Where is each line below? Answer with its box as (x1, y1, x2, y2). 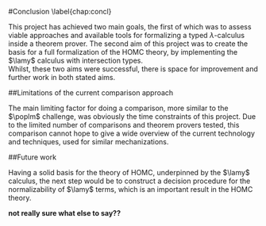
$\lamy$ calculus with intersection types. (8, 56, 143, 65)
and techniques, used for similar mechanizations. (8, 137, 169, 146)
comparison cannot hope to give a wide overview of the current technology (8, 128, 256, 138)
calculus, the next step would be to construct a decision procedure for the (8, 176, 251, 186)
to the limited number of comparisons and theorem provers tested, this (8, 121, 240, 129)
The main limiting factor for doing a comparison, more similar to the (8, 103, 229, 113)
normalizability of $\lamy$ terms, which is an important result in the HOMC (8, 185, 253, 193)
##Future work (8, 152, 57, 162)
